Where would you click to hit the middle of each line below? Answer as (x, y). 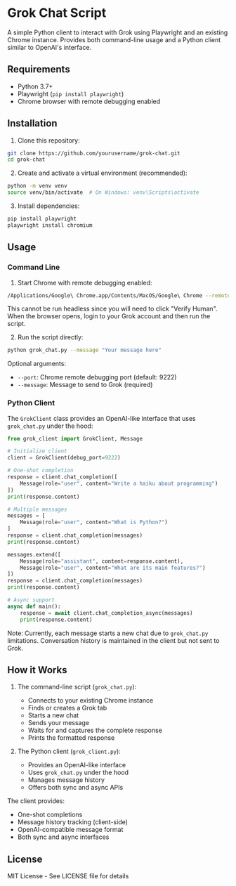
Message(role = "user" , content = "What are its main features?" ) (113, 568)
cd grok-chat (26, 159)
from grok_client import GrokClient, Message (75, 438)
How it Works (37, 670)
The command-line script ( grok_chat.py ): (77, 687)
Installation (32, 123)
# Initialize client (38, 451)
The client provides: (36, 801)
